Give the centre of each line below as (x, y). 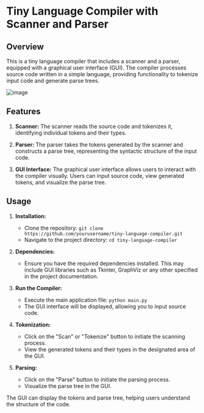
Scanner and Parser (58, 24)
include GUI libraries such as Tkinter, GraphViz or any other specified (111, 270)
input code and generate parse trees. (53, 81)
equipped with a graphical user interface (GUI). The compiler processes (97, 68)
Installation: (31, 216)
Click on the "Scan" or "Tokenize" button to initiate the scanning (105, 336)
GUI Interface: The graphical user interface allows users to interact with (105, 169)
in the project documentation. (61, 276)
